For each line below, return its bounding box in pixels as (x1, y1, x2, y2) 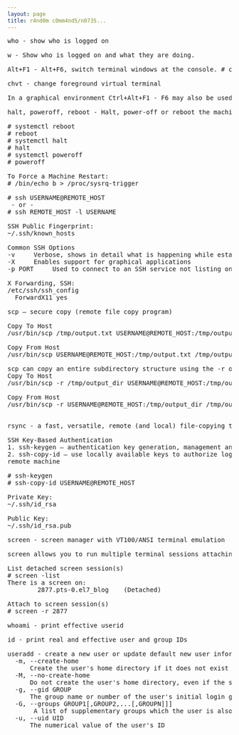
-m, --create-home (14, 657, 80, 665)
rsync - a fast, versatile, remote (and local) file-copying (7, 421, 225, 430)
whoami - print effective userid (7, 621, 124, 629)
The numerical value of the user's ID (29, 721, 166, 729)
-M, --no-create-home (14, 671, 90, 679)
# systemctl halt (7, 136, 68, 145)
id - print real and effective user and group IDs (7, 635, 188, 644)
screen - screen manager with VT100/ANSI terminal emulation (7, 535, 225, 544)
